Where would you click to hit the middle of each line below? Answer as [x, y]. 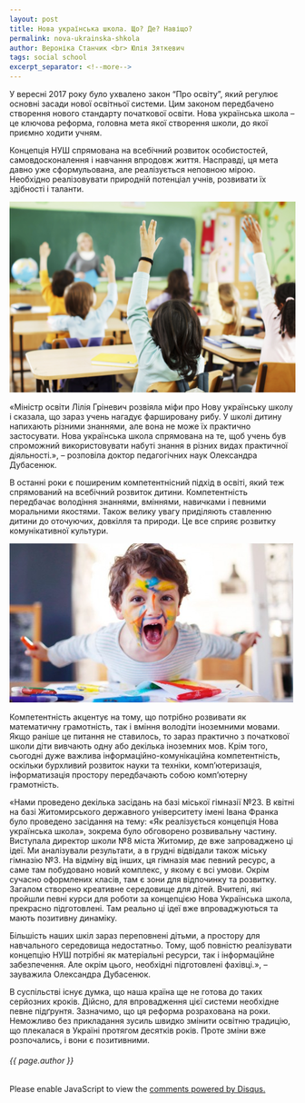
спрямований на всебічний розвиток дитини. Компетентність [128, 492]
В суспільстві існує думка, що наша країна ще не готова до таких [136, 991]
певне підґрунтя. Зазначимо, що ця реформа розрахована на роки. [140, 1011]
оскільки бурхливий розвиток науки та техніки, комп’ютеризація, [136, 765]
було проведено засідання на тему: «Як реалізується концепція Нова [144, 821]
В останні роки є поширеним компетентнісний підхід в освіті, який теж [147, 482]
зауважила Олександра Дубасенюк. [80, 974]
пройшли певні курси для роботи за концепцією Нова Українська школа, [151, 899]
